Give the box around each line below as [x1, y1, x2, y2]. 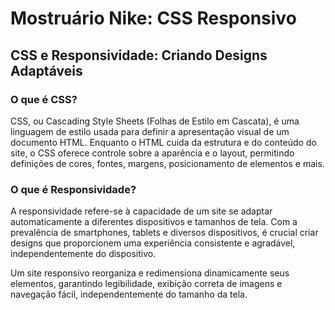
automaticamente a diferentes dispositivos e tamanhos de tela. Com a [10, 216, 298, 228]
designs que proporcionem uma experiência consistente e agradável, [10, 237, 296, 249]
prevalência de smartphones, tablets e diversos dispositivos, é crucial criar [10, 227, 319, 239]
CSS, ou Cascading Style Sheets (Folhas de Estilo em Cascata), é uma [10, 115, 300, 127]
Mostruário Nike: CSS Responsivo [10, 7, 297, 30]
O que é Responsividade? [10, 182, 137, 196]
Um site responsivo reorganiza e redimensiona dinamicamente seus [10, 267, 290, 279]
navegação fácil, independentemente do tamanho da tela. [10, 288, 248, 301]
